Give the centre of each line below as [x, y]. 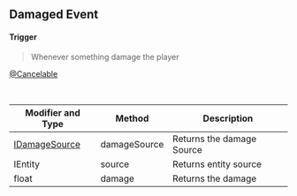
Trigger [23, 37]
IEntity [27, 164]
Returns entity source [217, 164]
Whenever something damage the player [105, 57]
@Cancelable [34, 73]
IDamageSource [47, 144]
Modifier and [53, 112]
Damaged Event [54, 15]
